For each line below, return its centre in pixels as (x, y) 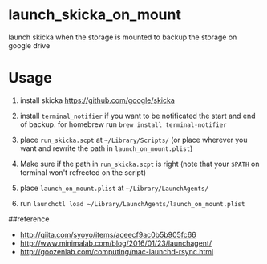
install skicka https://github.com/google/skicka (97, 100)
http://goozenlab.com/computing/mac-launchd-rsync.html (117, 251)
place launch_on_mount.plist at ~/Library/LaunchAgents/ (114, 188)
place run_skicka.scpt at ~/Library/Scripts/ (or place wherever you (133, 140)
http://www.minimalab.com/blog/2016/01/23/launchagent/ (116, 243)
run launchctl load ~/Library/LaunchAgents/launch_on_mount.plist (132, 203)
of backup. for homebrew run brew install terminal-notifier (123, 124)
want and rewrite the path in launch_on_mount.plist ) (106, 148)
